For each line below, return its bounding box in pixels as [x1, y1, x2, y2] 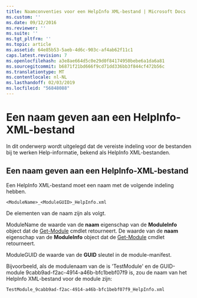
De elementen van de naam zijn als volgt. [6, 210, 106, 217]
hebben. [6, 188, 27, 195]
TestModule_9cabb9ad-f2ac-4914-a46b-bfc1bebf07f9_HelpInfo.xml [6, 286, 165, 292]
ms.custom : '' [6, 14, 41, 20]
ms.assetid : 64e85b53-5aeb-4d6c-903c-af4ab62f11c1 [6, 47, 133, 53]
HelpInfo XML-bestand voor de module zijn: [6, 275, 112, 282]
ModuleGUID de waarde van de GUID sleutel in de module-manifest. [6, 251, 172, 258]
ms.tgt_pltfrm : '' [6, 36, 51, 42]
